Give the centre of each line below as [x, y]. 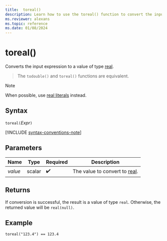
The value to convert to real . [105, 172]
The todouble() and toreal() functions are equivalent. [73, 76]
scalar [34, 172]
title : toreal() [23, 10]
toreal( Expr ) [19, 122]
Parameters [24, 148]
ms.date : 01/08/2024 [27, 28]
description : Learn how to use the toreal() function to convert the [79, 14]
